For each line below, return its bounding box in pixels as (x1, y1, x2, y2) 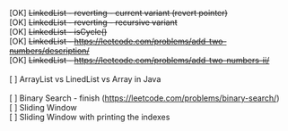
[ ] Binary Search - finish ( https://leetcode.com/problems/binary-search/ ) (9, 93, 280, 103)
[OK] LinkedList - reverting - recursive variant (9, 17, 178, 28)
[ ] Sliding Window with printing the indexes (9, 111, 170, 122)
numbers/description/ (9, 45, 90, 56)
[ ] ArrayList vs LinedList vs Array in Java (9, 74, 161, 84)
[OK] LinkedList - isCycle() (9, 27, 108, 37)
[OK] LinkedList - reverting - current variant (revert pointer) (9, 8, 229, 18)
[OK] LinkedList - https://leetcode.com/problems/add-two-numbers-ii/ (9, 55, 270, 65)
